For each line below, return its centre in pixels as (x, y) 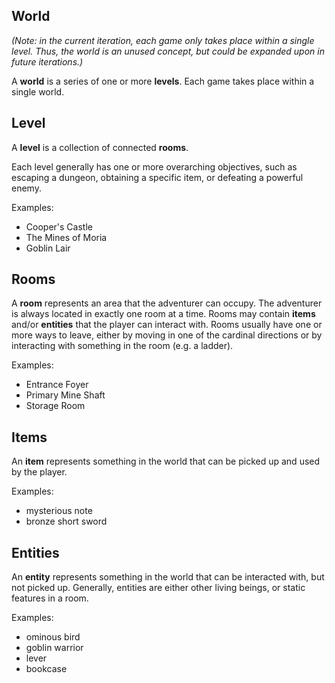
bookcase (46, 669)
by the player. (39, 472)
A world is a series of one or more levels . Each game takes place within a (163, 81)
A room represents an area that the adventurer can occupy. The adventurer (167, 303)
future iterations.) (47, 61)
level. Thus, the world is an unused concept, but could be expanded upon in (168, 51)
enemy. (26, 188)
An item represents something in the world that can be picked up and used (166, 461)
